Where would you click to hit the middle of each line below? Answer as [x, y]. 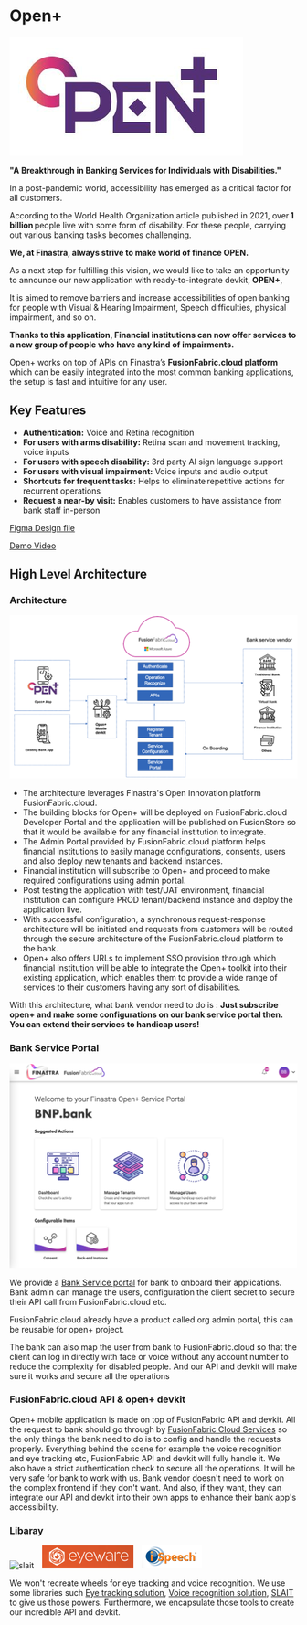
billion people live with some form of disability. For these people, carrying [148, 225]
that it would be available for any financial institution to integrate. [144, 832]
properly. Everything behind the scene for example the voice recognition [146, 1449]
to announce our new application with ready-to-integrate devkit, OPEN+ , [146, 280]
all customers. [36, 197]
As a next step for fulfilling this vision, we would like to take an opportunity [149, 270]
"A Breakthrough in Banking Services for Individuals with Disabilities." [145, 170]
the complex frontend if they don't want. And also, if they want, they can [145, 1487]
